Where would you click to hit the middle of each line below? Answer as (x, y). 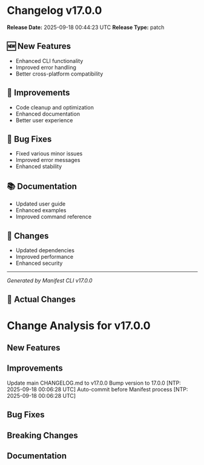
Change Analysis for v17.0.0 (79, 326)
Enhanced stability (39, 166)
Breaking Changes (42, 435)
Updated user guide (41, 204)
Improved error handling (46, 67)
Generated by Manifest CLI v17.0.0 (50, 281)
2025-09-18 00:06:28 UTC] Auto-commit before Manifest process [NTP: (97, 389)
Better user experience (44, 120)
